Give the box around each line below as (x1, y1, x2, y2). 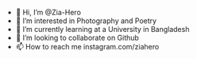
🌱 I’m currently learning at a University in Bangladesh (15, 25, 190, 33)
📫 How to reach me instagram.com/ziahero (15, 42, 160, 51)
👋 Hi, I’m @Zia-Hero (15, 8, 82, 17)
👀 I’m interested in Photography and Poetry (15, 16, 157, 26)
